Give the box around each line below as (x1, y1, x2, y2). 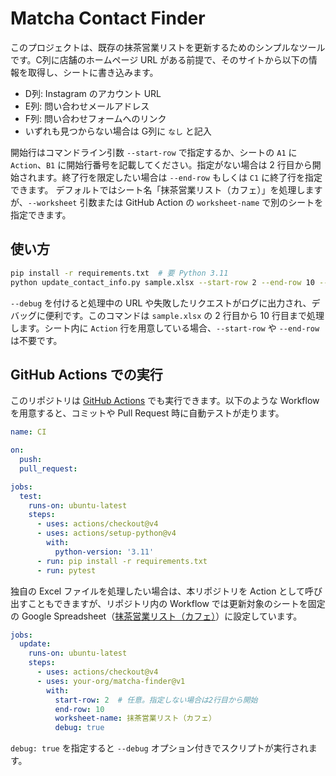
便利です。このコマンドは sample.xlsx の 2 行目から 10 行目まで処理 (44, 309, 325, 321)
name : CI (10, 427, 47, 437)
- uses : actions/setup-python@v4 (36, 528, 177, 539)
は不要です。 (10, 334, 63, 346)
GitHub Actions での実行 (10, 366, 163, 383)
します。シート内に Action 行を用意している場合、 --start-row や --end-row (10, 322, 320, 334)
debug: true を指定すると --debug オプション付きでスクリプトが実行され (10, 742, 309, 754)
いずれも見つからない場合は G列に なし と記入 (24, 125, 212, 137)
